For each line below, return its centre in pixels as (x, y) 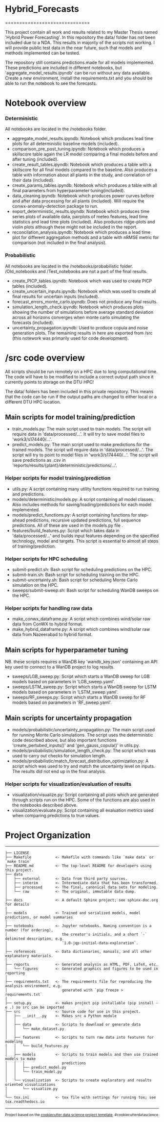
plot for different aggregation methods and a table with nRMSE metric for (85, 237)
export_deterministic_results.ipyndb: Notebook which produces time (81, 211)
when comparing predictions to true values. (56, 816)
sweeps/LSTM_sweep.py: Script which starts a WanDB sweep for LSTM (84, 687)
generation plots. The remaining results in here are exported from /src (82, 333)
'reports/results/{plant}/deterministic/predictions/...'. (64, 465)
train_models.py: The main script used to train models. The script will (82, 429)
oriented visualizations (30, 1085)
